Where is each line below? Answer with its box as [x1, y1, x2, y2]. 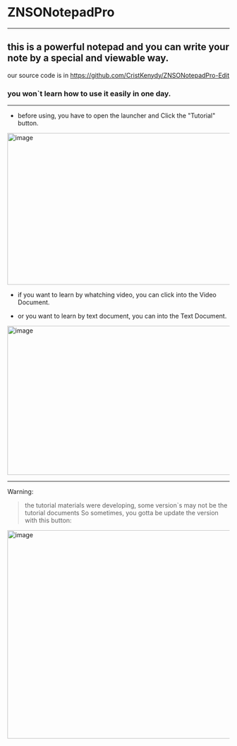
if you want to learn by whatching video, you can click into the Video [17, 291, 217, 299]
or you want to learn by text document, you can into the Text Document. [17, 312, 227, 321]
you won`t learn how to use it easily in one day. [7, 88, 171, 98]
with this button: [24, 516, 72, 524]
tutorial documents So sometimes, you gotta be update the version [24, 509, 219, 517]
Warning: [7, 488, 34, 496]
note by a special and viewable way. [7, 52, 169, 64]
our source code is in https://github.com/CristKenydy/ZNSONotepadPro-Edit [7, 71, 230, 79]
